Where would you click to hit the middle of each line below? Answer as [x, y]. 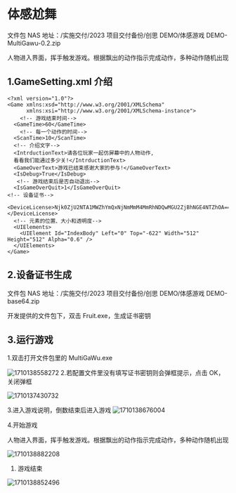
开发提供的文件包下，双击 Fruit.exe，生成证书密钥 [79, 315]
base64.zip [24, 301]
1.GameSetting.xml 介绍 [60, 82]
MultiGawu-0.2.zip [34, 43]
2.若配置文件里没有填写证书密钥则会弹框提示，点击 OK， [143, 373]
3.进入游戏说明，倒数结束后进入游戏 [59, 410]
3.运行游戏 [31, 340]
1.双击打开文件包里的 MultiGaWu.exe [60, 358]
